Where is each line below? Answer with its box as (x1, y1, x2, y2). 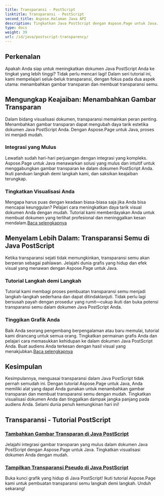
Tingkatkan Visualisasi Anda (5, 188, 75, 195)
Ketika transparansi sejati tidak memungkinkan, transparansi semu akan (5, 255, 150, 260)
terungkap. (5, 176, 27, 182)
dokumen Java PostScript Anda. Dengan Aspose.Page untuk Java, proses (5, 126, 154, 132)
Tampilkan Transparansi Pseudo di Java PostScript (5, 464, 129, 471)
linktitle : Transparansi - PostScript (5, 12, 84, 17)
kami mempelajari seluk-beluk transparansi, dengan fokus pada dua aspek (5, 76, 156, 82)
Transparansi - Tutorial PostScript (5, 416, 111, 424)
